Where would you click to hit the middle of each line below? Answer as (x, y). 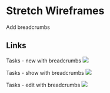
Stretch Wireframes (55, 11)
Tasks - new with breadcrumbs (44, 61)
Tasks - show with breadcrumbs (45, 72)
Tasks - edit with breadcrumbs (43, 85)
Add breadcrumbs (28, 27)
